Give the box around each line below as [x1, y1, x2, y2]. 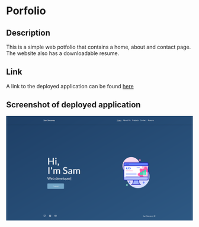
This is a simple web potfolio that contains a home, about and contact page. [6, 43, 191, 50]
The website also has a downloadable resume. [6, 50, 120, 57]
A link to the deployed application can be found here [6, 82, 134, 89]
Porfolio [6, 4, 46, 18]
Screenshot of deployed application [6, 100, 141, 110]
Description [6, 28, 50, 38]
